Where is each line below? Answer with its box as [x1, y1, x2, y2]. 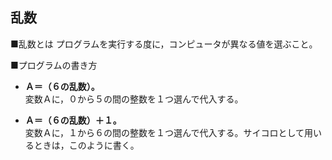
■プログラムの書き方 [10, 59, 98, 71]
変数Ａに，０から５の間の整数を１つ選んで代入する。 [24, 93, 244, 105]
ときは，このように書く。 [33, 139, 140, 151]
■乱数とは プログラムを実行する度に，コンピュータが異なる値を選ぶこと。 [10, 38, 318, 50]
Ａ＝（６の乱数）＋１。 [24, 114, 122, 126]
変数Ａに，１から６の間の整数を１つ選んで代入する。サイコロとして [24, 126, 305, 138]
